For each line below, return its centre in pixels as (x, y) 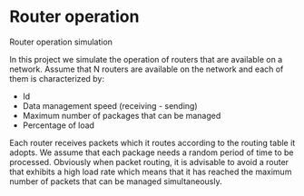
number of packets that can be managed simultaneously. (116, 181)
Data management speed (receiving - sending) (110, 105)
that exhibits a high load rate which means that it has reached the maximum (151, 171)
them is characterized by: (57, 78)
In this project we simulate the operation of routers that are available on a (146, 59)
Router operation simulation (61, 42)
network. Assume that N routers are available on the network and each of (147, 69)
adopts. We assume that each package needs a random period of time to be (152, 152)
